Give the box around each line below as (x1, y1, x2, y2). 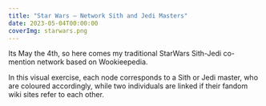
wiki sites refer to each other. (8, 90, 104, 100)
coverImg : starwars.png (8, 26, 88, 35)
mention (8, 57, 36, 67)
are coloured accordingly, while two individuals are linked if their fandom (8, 81, 248, 91)
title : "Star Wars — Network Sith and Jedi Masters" (8, 11, 188, 20)
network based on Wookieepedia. (37, 57, 148, 67)
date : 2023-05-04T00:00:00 (8, 19, 99, 27)
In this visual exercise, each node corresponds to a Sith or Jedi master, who (8, 73, 259, 83)
